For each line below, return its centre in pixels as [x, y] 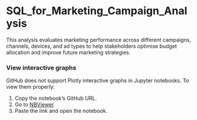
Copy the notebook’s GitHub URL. [56, 98]
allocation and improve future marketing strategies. [68, 52]
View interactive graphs [41, 67]
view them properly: [30, 87]
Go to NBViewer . [35, 105]
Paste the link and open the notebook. [61, 111]
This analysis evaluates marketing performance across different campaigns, [98, 40]
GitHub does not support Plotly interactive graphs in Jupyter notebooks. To [98, 80]
